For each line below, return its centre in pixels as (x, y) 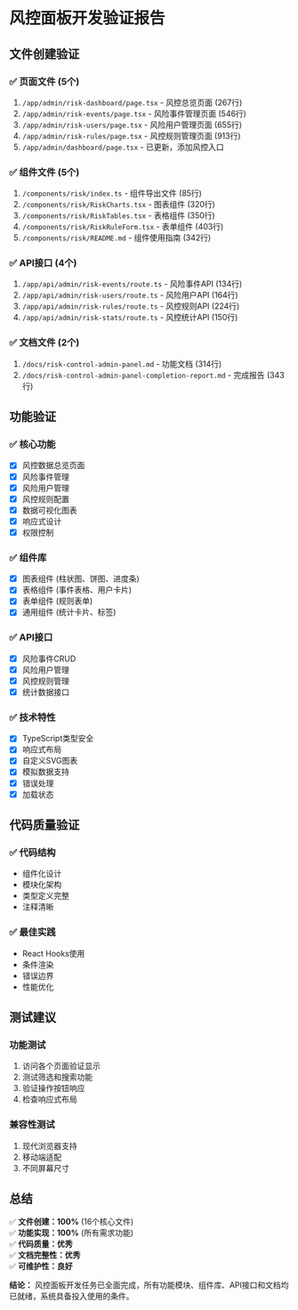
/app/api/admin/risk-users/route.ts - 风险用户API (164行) (130, 295)
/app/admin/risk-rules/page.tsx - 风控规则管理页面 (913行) (132, 135)
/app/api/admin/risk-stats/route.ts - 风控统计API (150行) (130, 318)
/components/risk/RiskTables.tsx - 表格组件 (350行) (118, 215)
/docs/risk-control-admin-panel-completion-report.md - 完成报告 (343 (153, 375)
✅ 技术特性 (32, 717)
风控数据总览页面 (53, 465)
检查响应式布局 (49, 1099)
